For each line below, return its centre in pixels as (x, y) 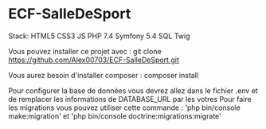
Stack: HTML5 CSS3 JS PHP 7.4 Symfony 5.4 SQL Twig (99, 36)
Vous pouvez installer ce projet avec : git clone (85, 51)
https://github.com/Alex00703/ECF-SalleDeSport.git (94, 60)
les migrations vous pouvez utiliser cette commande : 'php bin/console (124, 107)
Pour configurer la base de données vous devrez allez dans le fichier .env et (133, 90)
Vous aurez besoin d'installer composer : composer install (104, 75)
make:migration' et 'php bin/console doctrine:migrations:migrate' (115, 115)
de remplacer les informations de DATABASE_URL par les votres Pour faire (130, 99)
